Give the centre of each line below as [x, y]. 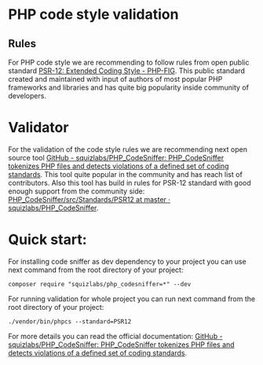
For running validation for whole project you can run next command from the [132, 299]
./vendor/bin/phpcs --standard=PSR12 [70, 321]
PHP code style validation [93, 15]
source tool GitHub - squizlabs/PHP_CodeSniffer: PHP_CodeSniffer [116, 157]
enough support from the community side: [77, 191]
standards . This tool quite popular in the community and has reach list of [126, 174]
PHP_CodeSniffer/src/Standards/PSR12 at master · [89, 199]
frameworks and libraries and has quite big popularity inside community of [129, 87]
